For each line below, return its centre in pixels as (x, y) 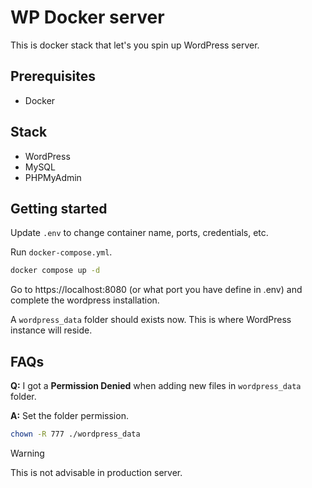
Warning (27, 453)
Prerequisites (53, 76)
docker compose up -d (55, 271)
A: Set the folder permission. (69, 416)
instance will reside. (51, 330)
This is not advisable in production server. (96, 472)
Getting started (59, 208)
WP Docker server (87, 17)
